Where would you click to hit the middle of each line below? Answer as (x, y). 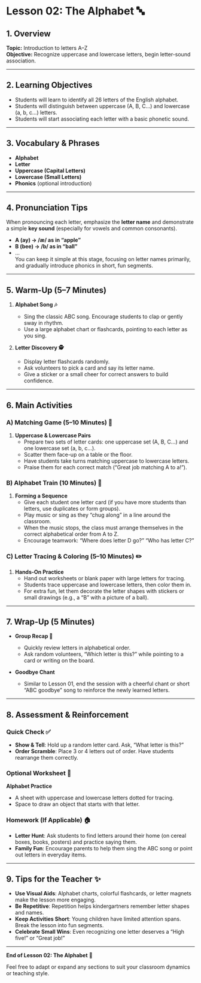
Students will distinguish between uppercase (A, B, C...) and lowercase (102, 106)
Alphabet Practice (29, 786)
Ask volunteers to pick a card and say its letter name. (89, 368)
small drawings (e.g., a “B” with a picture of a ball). (86, 597)
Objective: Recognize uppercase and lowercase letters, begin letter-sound (98, 54)
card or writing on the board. (59, 661)
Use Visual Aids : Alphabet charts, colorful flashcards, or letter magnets (103, 894)
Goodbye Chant (35, 672)
